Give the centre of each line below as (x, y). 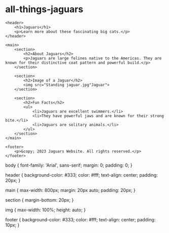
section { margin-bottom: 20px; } (39, 200)
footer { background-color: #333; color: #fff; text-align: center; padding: (80, 219)
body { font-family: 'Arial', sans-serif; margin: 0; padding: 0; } (69, 165)
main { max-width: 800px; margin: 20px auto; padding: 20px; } (70, 190)
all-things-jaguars (44, 9)
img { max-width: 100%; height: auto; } (46, 210)
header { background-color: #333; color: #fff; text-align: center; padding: (81, 175)
